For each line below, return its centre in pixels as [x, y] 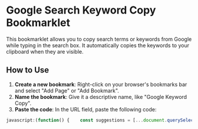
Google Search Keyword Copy [81, 10]
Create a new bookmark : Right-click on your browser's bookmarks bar [101, 84]
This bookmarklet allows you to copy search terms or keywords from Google [99, 39]
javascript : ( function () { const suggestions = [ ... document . [87, 120]
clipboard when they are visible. [45, 51]
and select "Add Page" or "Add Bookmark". [67, 90]
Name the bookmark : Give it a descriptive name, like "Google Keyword [101, 97]
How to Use [28, 70]
